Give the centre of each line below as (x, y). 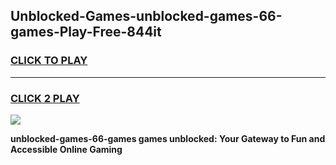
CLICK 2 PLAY (45, 98)
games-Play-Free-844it (86, 32)
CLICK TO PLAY (49, 61)
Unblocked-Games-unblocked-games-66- (146, 16)
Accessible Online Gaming (66, 149)
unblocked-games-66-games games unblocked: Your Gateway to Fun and (168, 138)
